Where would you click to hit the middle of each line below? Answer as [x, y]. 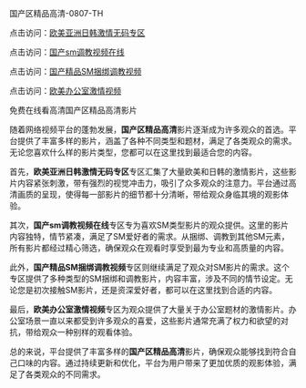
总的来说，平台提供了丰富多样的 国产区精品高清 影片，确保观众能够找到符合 [149, 352]
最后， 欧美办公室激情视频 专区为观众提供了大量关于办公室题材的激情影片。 [149, 309]
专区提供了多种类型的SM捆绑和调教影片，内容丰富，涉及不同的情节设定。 [147, 279]
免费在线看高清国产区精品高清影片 [73, 110]
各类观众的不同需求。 [65, 374]
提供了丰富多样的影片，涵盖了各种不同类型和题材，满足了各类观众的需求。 [157, 141]
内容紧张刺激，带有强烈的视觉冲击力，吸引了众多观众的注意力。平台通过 [153, 183]
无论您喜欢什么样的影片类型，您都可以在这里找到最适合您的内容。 [133, 152]
